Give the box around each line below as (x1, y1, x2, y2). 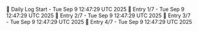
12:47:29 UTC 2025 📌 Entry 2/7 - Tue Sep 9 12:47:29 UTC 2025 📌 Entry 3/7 (6, 12, 191, 19)
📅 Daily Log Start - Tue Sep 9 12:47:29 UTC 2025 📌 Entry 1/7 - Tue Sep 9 (6, 6, 185, 13)
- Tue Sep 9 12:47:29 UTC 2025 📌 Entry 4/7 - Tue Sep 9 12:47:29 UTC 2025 (6, 18, 193, 25)
